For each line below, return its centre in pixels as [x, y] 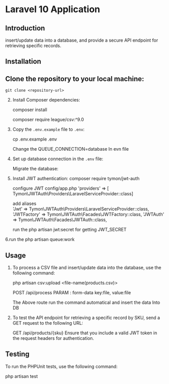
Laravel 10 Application [53, 9]
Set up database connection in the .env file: [58, 159]
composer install [30, 110]
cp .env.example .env [35, 139]
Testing [17, 354]
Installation [23, 62]
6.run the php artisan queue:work [40, 239]
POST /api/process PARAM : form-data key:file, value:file [72, 293]
